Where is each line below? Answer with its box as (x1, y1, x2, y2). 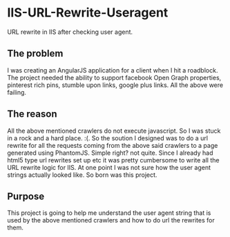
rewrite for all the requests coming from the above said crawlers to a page (7, 141, 218, 149)
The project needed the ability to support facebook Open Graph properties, (7, 73, 222, 82)
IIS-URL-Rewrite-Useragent (7, 5, 169, 21)
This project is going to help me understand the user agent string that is (7, 209, 211, 217)
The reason (7, 108, 57, 120)
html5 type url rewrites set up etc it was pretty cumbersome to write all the (7, 155, 220, 164)
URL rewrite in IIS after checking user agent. (7, 28, 133, 36)
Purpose (7, 190, 45, 202)
